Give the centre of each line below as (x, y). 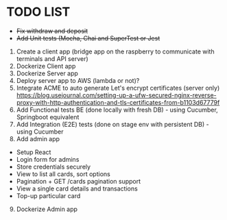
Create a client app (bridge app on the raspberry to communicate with (115, 51)
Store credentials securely (53, 167)
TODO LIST (38, 12)
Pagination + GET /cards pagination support (79, 181)
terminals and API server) (52, 58)
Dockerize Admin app (47, 209)
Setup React (34, 152)
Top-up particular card (48, 195)
